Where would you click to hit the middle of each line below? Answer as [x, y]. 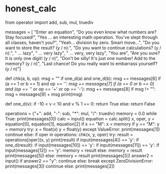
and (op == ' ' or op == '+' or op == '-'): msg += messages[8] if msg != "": [81, 89]
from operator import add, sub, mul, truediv [49, 22]
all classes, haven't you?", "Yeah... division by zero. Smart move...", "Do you [82, 42]
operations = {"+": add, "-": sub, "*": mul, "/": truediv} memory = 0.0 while [81, 113]
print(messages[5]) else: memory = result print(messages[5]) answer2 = [79, 155]
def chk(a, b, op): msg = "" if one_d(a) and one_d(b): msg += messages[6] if [83, 78]
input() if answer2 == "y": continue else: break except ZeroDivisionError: [79, 161]
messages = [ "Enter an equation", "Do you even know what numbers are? [81, 32]
